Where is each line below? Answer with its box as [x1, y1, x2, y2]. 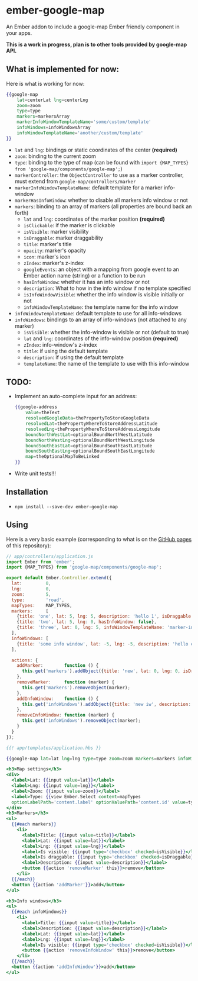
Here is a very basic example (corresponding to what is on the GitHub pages [6, 535, 192, 543]
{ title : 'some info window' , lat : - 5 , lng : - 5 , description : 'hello [16, 641, 189, 647]
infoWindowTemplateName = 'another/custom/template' [16, 130, 144, 136]
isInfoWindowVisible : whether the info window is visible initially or [23, 291, 184, 298]
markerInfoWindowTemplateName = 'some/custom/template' [16, 119, 151, 125]
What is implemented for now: [6, 64, 120, 75]
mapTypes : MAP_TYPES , [11, 602, 72, 608]
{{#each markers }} [11, 821, 57, 827]
